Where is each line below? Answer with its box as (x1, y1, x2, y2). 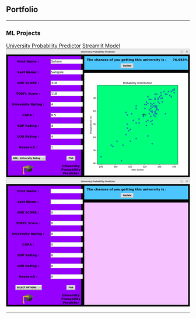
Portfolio (6, 5, 38, 15)
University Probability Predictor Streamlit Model (6, 42, 121, 49)
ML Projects (6, 29, 41, 37)
